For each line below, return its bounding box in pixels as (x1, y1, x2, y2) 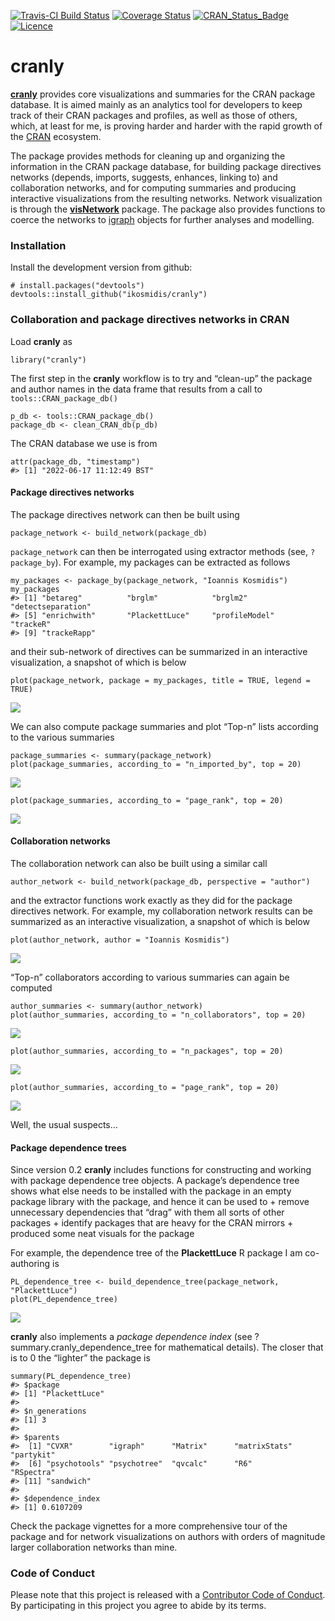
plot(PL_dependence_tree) (10, 1295, 118, 1305)
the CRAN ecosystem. (10, 130, 102, 142)
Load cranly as (10, 335, 73, 347)
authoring (10, 1258, 51, 1270)
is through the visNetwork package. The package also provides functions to (10, 203, 326, 215)
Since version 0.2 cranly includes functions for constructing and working (10, 1164, 312, 1176)
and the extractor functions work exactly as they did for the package (10, 894, 293, 906)
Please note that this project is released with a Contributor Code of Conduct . (10, 1589, 326, 1601)
